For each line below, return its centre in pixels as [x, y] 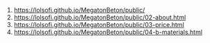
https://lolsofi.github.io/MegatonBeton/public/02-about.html [100, 17]
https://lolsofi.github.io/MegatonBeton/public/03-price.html [99, 25]
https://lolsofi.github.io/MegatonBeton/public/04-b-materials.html [108, 32]
